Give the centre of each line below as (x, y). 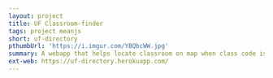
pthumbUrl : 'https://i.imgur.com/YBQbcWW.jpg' (89, 46)
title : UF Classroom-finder (56, 24)
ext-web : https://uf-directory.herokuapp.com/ (89, 62)
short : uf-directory (43, 39)
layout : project (36, 16)
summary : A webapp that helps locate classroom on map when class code (132, 54)
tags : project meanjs (45, 31)
